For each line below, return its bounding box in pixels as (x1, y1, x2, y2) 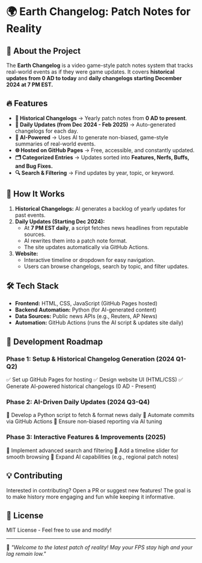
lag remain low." (6, 550, 46, 558)
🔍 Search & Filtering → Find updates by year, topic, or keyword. (14, 169, 175, 176)
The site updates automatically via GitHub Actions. (23, 243, 149, 250)
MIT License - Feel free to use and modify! (6, 526, 112, 534)
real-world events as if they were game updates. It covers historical (6, 68, 175, 75)
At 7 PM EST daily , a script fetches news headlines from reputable (23, 224, 188, 231)
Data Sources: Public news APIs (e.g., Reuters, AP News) (14, 313, 158, 320)
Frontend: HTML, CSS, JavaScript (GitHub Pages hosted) (14, 300, 158, 307)
